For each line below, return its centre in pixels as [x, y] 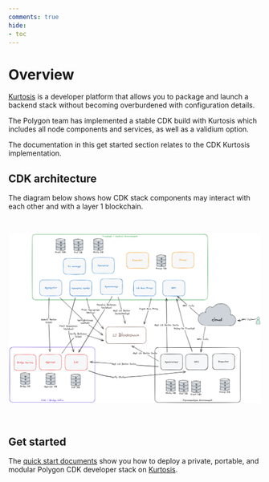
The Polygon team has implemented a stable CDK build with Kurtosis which [133, 121]
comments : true [34, 17]
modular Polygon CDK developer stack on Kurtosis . [93, 470]
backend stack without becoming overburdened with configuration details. [132, 105]
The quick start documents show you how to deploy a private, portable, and [134, 461]
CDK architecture [53, 178]
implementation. [35, 153]
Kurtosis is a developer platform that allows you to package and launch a [128, 97]
